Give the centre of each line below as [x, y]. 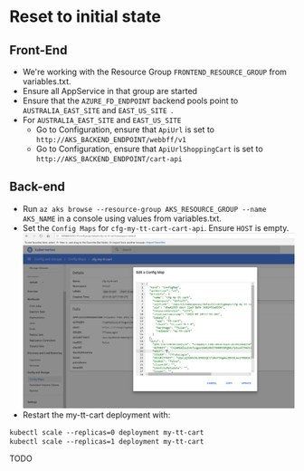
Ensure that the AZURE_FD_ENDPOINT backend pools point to [130, 101]
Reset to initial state [85, 17]
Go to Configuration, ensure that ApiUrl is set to [125, 130]
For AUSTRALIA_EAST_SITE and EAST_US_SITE [102, 120]
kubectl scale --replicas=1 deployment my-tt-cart [107, 441]
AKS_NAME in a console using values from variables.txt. [122, 218]
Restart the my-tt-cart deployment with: [96, 415]
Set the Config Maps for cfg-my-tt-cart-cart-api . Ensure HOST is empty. [156, 227]
